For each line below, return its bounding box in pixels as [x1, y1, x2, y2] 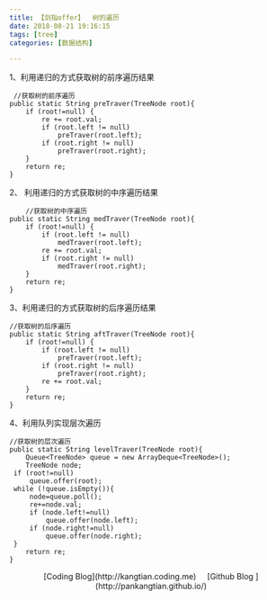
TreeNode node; [25, 461, 83, 470]
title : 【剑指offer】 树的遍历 [9, 13, 120, 22]
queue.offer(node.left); [45, 516, 139, 525]
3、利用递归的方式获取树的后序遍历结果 [9, 302, 156, 313]
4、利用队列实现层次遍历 [9, 417, 102, 428]
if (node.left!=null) [29, 508, 111, 517]
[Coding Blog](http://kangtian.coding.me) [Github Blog [43, 571, 254, 582]
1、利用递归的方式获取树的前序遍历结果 [9, 72, 155, 83]
